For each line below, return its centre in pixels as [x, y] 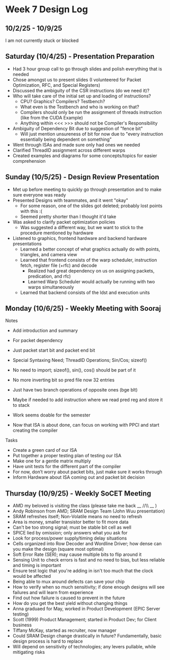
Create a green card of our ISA [45, 450]
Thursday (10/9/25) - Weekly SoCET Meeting [78, 493]
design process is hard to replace [48, 641]
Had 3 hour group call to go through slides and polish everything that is [87, 69]
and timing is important [37, 566]
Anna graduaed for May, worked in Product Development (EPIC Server [86, 609]
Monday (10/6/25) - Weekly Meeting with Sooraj [83, 309]
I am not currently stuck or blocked [42, 40]
